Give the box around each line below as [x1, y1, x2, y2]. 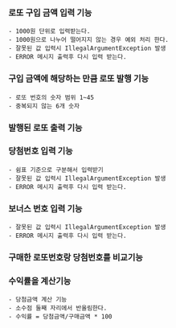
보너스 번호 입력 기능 [8, 203, 83, 214]
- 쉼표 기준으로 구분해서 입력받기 [8, 166, 104, 174]
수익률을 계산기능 [8, 275, 72, 286]
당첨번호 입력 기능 [8, 146, 74, 157]
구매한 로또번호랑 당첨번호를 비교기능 [8, 252, 143, 263]
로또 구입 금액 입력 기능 [8, 6, 92, 18]
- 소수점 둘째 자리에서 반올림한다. [8, 304, 108, 313]
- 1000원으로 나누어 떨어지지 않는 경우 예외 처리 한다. [8, 36, 170, 44]
